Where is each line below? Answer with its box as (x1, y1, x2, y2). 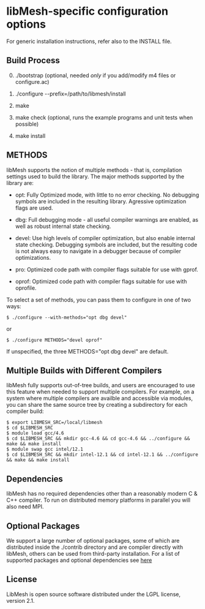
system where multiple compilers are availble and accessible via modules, (6, 395, 193, 402)
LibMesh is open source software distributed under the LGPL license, (6, 590, 181, 598)
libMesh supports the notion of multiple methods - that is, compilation (6, 166, 182, 173)
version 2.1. (6, 597, 35, 604)
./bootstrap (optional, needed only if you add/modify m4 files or (15, 72, 176, 79)
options (6, 17, 46, 31)
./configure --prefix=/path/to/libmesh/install (15, 90, 127, 97)
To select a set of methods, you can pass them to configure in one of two (6, 296, 192, 303)
